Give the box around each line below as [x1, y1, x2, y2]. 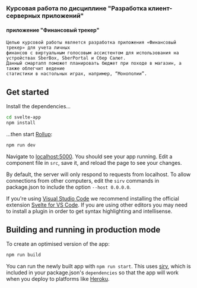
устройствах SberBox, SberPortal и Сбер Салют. [6, 55, 126, 61]
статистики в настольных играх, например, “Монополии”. [6, 71, 147, 77]
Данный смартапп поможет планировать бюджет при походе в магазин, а [6, 61, 182, 67]
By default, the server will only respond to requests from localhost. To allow [6, 171, 191, 178]
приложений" [41, 11, 84, 20]
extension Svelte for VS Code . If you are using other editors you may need [6, 201, 188, 208]
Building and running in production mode [6, 224, 161, 234]
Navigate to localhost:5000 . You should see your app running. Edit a [6, 153, 173, 160]
